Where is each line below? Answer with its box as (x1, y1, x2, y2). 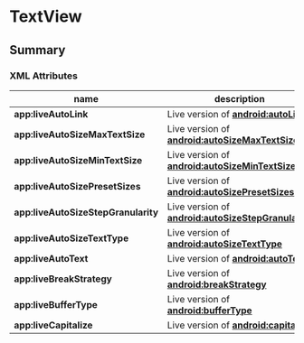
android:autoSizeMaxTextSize (166, 134, 299, 146)
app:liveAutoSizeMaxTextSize (14, 128, 146, 141)
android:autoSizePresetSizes (166, 185, 295, 198)
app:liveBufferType (14, 298, 98, 311)
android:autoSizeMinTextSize (166, 160, 297, 172)
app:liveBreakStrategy (14, 273, 113, 285)
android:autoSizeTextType (166, 237, 283, 250)
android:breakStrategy (166, 278, 267, 291)
